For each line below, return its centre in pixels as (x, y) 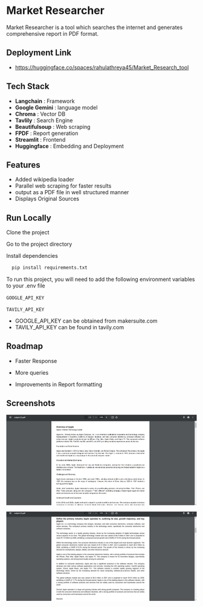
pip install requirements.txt (50, 268)
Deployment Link (39, 53)
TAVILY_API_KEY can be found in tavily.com (69, 327)
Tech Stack (28, 86)
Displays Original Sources (47, 199)
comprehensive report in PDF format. (53, 33)
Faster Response (36, 361)
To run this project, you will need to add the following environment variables (101, 280)
